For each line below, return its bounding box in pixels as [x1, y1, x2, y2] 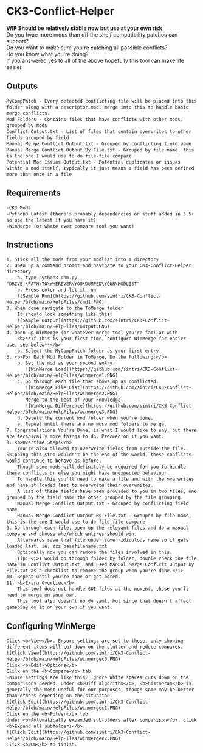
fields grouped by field [6, 134, 69, 141]
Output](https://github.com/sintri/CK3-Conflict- [41, 317, 170, 324]
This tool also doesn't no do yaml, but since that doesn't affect [17, 598, 191, 605]
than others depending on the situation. [6, 693, 113, 699]
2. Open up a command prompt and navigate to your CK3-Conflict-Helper [6, 262, 191, 269]
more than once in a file [6, 171, 72, 178]
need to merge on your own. [6, 592, 78, 599]
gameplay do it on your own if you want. [6, 604, 113, 611]
